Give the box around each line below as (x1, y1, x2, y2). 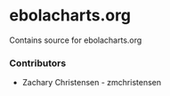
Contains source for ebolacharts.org (9, 35, 142, 45)
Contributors (9, 57, 67, 69)
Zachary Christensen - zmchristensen (21, 77, 162, 88)
